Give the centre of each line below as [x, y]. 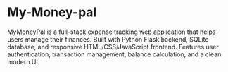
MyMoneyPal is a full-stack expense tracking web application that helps [112, 32]
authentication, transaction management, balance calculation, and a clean [114, 54]
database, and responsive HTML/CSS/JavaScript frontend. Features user [113, 47]
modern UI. [24, 61]
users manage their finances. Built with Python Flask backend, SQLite [108, 39]
